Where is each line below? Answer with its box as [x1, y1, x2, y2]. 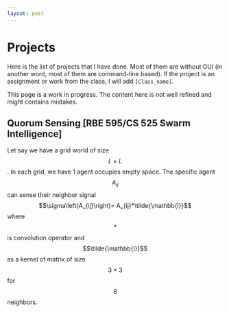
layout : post [7, 10, 45, 17]
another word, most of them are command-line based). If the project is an [7, 69, 215, 78]
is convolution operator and [7, 234, 85, 242]
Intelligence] [7, 128, 62, 139]
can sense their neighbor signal [7, 191, 96, 199]
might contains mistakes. [7, 97, 77, 106]
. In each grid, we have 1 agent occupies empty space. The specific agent [7, 167, 215, 176]
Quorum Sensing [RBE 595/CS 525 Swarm [7, 117, 191, 129]
